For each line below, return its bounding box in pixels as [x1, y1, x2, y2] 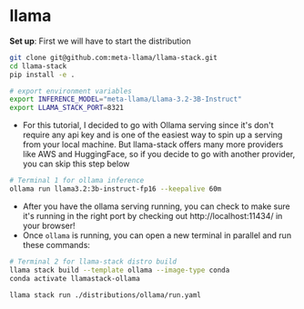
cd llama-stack [9, 61, 67, 71]
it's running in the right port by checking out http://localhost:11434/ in [22, 210, 283, 221]
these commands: [22, 239, 91, 250]
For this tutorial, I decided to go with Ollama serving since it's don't [22, 120, 274, 131]
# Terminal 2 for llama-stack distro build [9, 256, 177, 266]
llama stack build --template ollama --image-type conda [9, 265, 230, 274]
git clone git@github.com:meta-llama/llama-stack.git [9, 53, 218, 62]
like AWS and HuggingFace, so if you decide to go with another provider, [22, 149, 296, 160]
